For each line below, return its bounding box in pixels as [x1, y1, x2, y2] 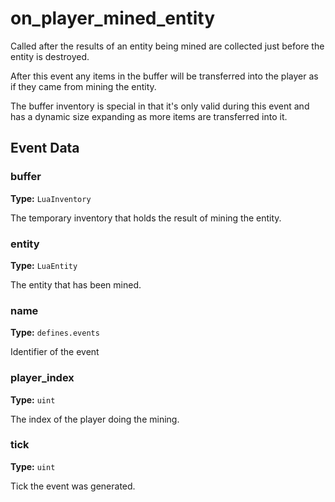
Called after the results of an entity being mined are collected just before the [10, 40, 325, 52]
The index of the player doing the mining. [10, 413, 180, 425]
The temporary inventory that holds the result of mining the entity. [10, 212, 282, 224]
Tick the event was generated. [10, 480, 136, 492]
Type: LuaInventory [10, 192, 92, 204]
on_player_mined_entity [10, 7, 216, 30]
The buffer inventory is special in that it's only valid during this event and [10, 100, 310, 112]
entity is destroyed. [10, 50, 90, 62]
